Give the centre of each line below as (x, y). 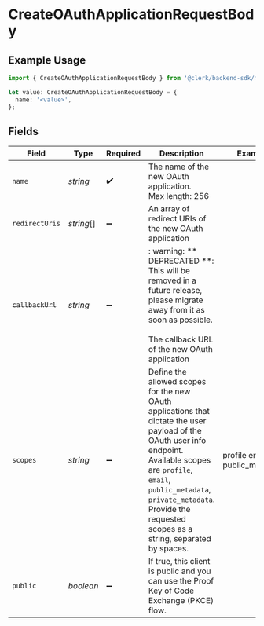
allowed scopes (177, 382)
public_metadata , (180, 490)
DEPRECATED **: (181, 261)
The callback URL (181, 339)
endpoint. (166, 451)
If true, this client (179, 562)
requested (167, 519)
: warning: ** (173, 251)
